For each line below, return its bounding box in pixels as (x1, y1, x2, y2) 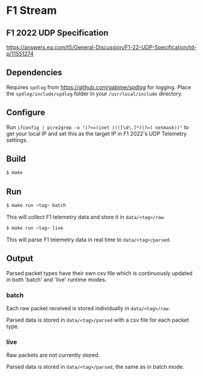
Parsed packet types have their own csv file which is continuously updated (6, 269, 193, 276)
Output (6, 253, 33, 264)
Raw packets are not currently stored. (6, 351, 100, 359)
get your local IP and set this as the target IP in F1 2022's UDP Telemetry (6, 130, 187, 137)
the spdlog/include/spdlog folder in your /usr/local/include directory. (6, 90, 183, 97)
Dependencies (6, 68, 62, 78)
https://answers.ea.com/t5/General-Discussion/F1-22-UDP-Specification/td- (6, 43, 197, 51)
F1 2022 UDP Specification (6, 28, 109, 38)
